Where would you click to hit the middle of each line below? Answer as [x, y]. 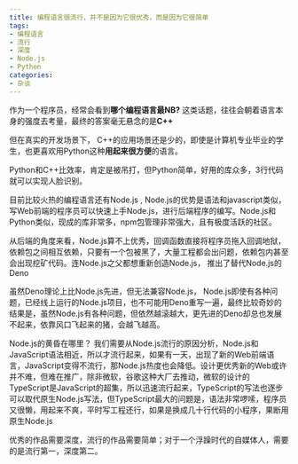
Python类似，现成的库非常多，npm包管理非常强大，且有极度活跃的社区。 [143, 222]
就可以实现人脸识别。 [48, 181]
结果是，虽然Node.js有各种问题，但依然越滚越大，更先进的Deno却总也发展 [145, 313]
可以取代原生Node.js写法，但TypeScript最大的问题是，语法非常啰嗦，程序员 [148, 398]
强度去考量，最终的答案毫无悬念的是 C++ [99, 121]
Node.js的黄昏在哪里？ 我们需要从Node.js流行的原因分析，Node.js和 [134, 343]
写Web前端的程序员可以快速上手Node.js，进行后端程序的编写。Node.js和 [143, 210]
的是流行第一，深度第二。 [56, 451]
